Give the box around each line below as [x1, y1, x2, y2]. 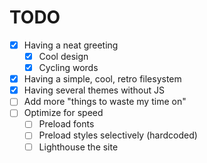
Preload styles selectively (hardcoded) [38, 129, 198, 141]
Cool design [38, 51, 89, 62]
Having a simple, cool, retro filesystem [23, 73, 182, 85]
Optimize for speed [23, 107, 104, 119]
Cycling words [38, 62, 99, 74]
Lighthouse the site [38, 141, 119, 153]
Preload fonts [38, 118, 95, 130]
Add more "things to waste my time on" [23, 96, 187, 108]
